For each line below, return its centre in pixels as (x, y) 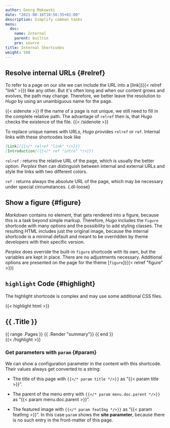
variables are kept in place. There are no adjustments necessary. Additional (84, 257)
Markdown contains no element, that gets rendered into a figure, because (82, 215)
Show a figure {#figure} (43, 203)
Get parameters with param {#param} (51, 352)
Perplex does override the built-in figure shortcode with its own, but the (80, 252)
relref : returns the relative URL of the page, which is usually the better (80, 161)
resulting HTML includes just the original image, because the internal (77, 231)
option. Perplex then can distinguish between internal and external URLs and (85, 166)
